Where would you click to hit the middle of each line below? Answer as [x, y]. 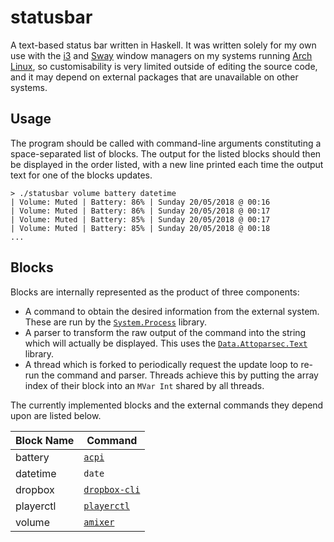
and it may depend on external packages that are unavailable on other [154, 77]
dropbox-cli [112, 489]
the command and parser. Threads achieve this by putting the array [180, 375]
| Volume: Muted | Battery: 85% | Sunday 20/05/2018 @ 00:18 [140, 228]
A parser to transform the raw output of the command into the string [165, 332]
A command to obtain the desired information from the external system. [172, 311]
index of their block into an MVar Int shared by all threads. [144, 385]
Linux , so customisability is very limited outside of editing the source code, [164, 66]
